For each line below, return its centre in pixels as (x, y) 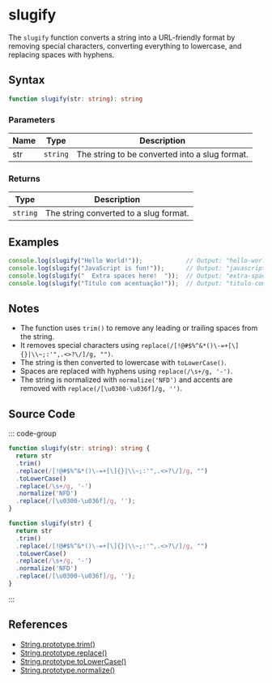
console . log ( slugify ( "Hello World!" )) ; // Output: (115, 261)
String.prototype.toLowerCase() (73, 661)
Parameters (32, 119)
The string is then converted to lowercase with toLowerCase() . (123, 363)
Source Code (42, 414)
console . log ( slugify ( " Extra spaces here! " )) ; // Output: (115, 276)
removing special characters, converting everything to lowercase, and (125, 45)
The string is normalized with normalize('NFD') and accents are (126, 380)
